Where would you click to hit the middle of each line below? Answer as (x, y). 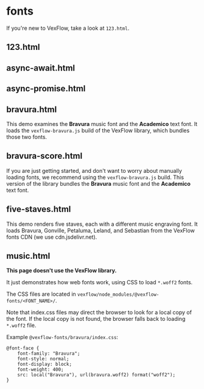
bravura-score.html (44, 156)
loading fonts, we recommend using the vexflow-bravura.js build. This (95, 177)
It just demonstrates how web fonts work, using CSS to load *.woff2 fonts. (100, 282)
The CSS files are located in (41, 294)
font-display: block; (44, 364)
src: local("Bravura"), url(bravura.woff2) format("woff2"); (96, 375)
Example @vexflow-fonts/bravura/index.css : (62, 337)
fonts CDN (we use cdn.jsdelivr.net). (52, 237)
